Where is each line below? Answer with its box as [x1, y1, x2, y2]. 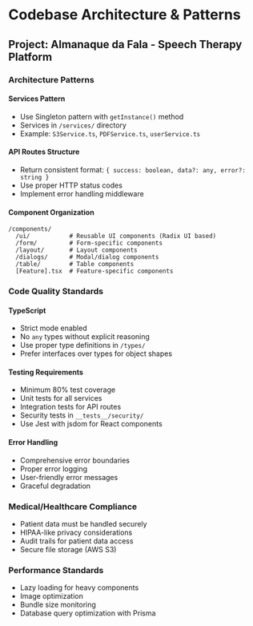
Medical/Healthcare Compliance [8, 501, 138, 512]
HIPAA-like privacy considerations [19, 527, 133, 537]
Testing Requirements [8, 367, 84, 377]
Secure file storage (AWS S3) [19, 544, 117, 554]
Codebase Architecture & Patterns [8, 6, 242, 24]
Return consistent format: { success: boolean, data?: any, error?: [19, 164, 247, 174]
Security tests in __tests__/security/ [19, 410, 144, 420]
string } [19, 173, 50, 181]
